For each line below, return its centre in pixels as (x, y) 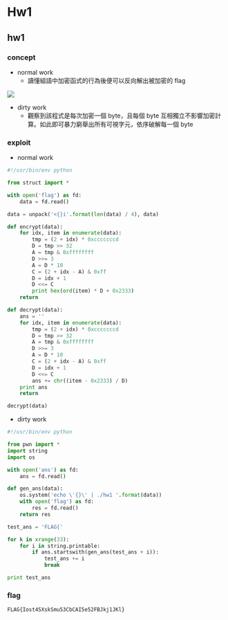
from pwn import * (34, 445)
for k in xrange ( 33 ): (38, 539)
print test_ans (29, 578)
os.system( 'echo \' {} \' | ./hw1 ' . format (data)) (91, 495)
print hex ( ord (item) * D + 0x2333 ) (83, 291)
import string (28, 450)
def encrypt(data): (35, 227)
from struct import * (38, 183)
